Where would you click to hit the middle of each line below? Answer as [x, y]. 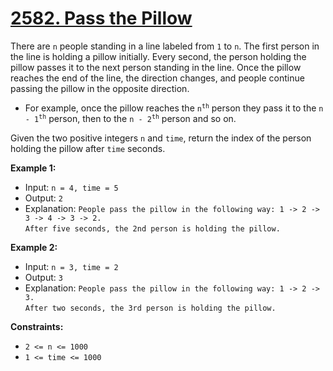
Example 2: [34, 247]
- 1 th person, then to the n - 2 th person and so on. [130, 118]
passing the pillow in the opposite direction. [100, 88]
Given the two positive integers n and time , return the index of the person [161, 138]
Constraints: [37, 326]
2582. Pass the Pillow [101, 18]
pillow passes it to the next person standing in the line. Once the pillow [156, 67]
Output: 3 [43, 277]
